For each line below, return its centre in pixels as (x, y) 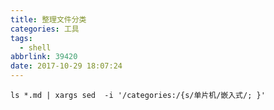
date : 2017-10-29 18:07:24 (66, 66)
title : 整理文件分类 (48, 19)
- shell (35, 47)
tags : (21, 38)
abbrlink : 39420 (44, 57)
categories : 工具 (45, 29)
